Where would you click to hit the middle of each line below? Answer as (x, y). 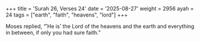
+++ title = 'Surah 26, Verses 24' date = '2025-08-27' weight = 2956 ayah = (100, 9)
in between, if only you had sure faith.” (53, 33)
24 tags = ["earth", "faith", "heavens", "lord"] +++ (67, 15)
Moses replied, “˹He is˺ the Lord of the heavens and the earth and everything (100, 26)
